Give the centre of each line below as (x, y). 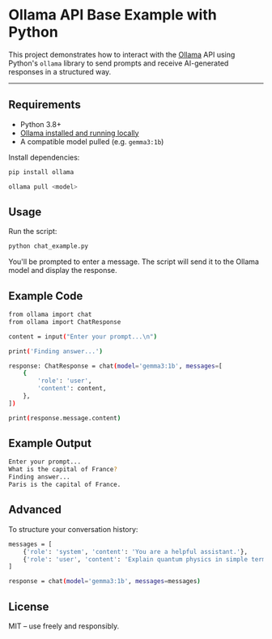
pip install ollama (41, 172)
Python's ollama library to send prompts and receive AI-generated (119, 63)
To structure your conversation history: (73, 529)
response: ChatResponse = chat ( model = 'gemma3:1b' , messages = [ (115, 366)
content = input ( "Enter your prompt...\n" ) (83, 337)
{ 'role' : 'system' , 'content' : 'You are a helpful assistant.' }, (136, 552)
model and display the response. (63, 271)
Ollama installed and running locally (79, 133)
